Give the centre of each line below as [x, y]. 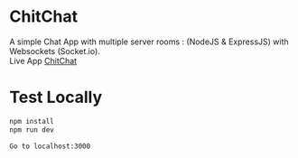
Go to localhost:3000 [50, 146]
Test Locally [56, 98]
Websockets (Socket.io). [55, 51]
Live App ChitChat [43, 60]
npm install [32, 121]
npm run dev [32, 130]
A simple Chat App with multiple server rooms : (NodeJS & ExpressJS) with [149, 42]
